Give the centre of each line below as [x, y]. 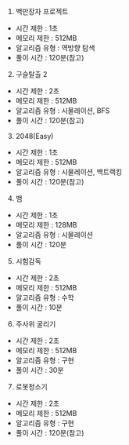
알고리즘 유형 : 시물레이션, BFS [63, 111]
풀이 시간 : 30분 [39, 370]
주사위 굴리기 [36, 324]
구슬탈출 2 [31, 74]
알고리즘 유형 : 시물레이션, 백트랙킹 [69, 172]
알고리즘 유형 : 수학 [45, 297]
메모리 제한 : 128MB [46, 225]
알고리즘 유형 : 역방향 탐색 [55, 48]
